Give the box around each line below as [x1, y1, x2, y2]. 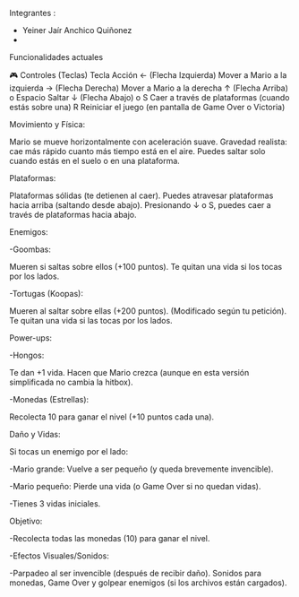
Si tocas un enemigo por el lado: [9, 446, 129, 456]
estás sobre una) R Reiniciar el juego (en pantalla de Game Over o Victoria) [9, 102, 286, 112]
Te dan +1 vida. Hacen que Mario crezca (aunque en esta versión [9, 368, 250, 377]
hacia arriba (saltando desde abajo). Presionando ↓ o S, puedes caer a [9, 200, 271, 210]
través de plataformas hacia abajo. [9, 210, 137, 220]
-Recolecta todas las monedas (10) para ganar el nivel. [9, 533, 210, 543]
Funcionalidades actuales [9, 52, 104, 62]
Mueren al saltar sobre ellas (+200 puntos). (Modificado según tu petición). [9, 306, 287, 316]
